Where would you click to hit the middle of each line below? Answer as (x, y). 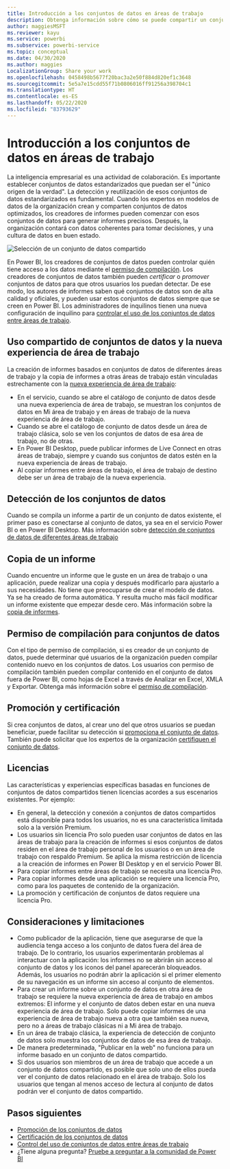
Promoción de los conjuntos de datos (69, 1130)
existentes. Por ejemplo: (41, 799)
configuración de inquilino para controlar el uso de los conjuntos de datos (111, 313)
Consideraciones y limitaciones (76, 921)
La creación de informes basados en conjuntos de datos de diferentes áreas (115, 369)
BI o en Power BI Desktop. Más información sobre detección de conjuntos (111, 530)
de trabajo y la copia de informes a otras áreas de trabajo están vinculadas (113, 376)
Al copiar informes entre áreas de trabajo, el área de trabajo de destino (117, 470)
